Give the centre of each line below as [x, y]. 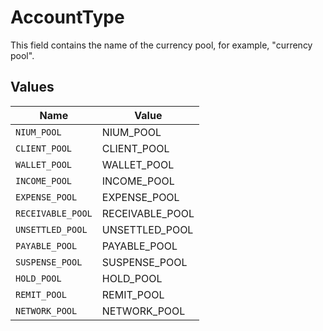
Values [32, 87]
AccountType [67, 17]
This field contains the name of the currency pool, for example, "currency [161, 45]
